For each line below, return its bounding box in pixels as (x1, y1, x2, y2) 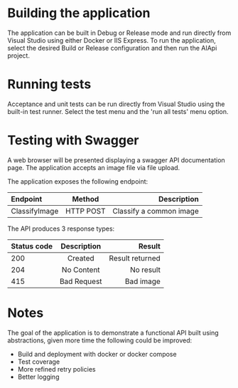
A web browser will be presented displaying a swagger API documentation (7, 155, 225, 164)
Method (72, 194, 99, 204)
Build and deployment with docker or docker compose (17, 350, 177, 358)
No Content (61, 265, 101, 275)
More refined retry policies (17, 365, 96, 373)
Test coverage (17, 357, 60, 366)
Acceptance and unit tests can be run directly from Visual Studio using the (7, 100, 225, 108)
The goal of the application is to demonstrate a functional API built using (7, 328, 219, 337)
